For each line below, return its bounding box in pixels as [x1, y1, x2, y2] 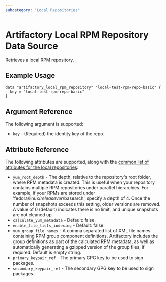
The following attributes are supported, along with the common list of [5, 159, 149, 165]
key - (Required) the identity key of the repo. [12, 131, 105, 137]
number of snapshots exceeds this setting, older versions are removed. [12, 201, 161, 207]
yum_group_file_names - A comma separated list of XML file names [12, 228, 151, 233]
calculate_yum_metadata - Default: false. [12, 217, 96, 223]
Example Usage [5, 71, 56, 80]
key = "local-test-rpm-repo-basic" [10, 89, 85, 94]
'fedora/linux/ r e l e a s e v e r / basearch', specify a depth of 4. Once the [12, 195, 150, 202]
